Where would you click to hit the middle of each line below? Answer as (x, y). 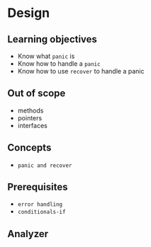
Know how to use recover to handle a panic (81, 71)
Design (29, 13)
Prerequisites (38, 187)
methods (30, 110)
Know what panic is (46, 56)
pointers (30, 117)
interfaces (32, 125)
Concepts (29, 148)
